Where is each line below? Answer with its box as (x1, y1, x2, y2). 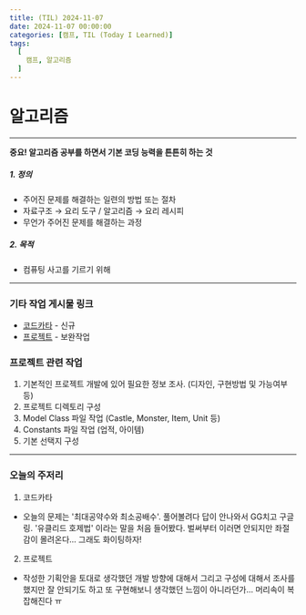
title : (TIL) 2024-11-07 (9, 13, 104, 23)
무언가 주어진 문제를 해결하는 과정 (22, 216, 143, 228)
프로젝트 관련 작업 (9, 356, 84, 369)
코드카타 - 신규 (22, 320, 76, 331)
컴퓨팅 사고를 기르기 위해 (22, 263, 111, 274)
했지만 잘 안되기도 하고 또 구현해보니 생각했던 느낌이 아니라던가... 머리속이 (22, 584, 285, 595)
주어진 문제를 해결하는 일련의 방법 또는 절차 (22, 193, 177, 205)
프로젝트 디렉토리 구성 (22, 402, 102, 413)
